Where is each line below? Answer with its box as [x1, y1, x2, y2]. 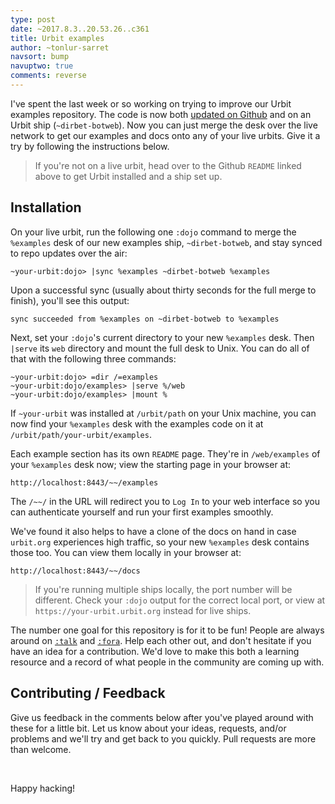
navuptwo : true [10, 61, 74, 71]
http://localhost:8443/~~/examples [10, 477, 159, 488]
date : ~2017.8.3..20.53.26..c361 [10, 24, 150, 34]
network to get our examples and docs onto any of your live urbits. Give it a [10, 129, 321, 141]
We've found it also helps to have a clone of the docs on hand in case [10, 525, 297, 537]
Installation [10, 199, 82, 216]
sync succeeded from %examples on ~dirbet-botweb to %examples [10, 314, 280, 324]
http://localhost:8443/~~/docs [10, 566, 141, 576]
